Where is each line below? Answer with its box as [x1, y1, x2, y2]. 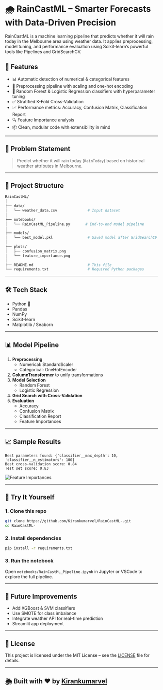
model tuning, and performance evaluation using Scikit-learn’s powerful [5, 43, 148, 49]
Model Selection [12, 377, 46, 383]
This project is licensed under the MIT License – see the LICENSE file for [5, 652, 150, 658]
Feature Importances [19, 418, 62, 424]
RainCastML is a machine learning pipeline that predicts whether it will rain [5, 33, 154, 39]
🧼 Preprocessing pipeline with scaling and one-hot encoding [12, 83, 133, 89]
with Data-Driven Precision [5, 17, 116, 28]
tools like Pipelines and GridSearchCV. [5, 49, 81, 55]
